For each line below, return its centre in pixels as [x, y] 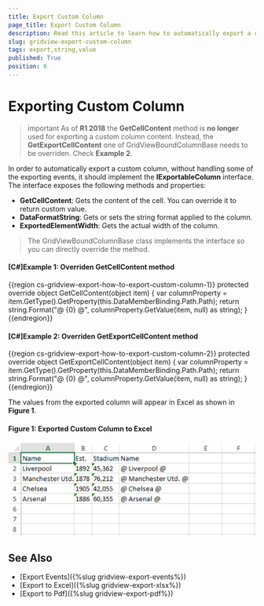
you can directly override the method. [88, 249]
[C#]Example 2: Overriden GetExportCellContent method [103, 336]
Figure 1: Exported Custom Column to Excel [80, 428]
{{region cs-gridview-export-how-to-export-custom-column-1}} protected [128, 285]
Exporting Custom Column [96, 107]
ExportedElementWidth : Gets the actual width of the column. [119, 225]
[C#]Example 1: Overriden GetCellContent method [92, 267]
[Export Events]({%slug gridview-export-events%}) [103, 577]
